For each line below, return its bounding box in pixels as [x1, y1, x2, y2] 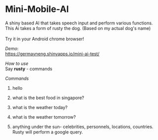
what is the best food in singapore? [12, 95, 84, 101]
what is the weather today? [12, 104, 68, 110]
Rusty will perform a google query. [12, 129, 83, 135]
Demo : [5, 45, 19, 51]
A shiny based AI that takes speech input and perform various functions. [5, 20, 153, 26]
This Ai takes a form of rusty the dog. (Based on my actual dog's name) [5, 25, 151, 31]
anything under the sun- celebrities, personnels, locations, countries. [12, 124, 154, 130]
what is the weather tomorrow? [12, 114, 76, 120]
